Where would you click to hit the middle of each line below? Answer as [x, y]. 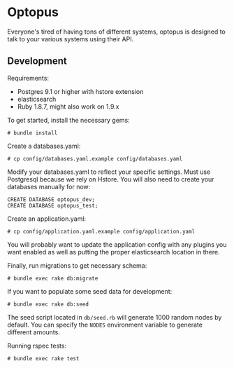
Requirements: [28, 78]
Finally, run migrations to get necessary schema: [77, 265]
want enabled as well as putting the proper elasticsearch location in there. [114, 252]
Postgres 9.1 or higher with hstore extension [80, 91]
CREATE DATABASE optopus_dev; [51, 199]
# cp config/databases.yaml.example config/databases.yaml [95, 158]
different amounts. [34, 332]
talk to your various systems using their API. [71, 39]
